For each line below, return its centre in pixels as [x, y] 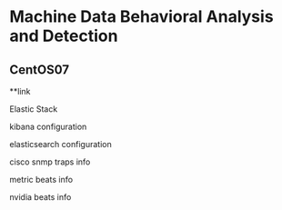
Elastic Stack [34, 109]
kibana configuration [48, 126]
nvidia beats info [40, 197]
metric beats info [41, 180]
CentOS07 [40, 70]
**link [20, 91]
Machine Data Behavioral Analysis [142, 17]
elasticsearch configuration [60, 144]
